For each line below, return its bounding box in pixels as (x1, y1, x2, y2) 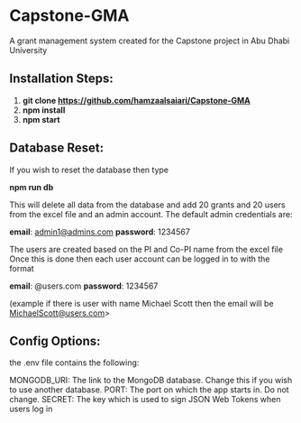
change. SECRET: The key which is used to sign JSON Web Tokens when (9, 394, 281, 405)
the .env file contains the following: (9, 357, 140, 368)
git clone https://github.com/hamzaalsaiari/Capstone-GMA (22, 95, 251, 106)
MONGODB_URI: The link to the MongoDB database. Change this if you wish (9, 375, 293, 386)
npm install (22, 105, 66, 115)
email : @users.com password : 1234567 (9, 280, 159, 291)
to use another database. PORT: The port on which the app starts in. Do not (9, 384, 290, 395)
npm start (22, 114, 60, 124)
